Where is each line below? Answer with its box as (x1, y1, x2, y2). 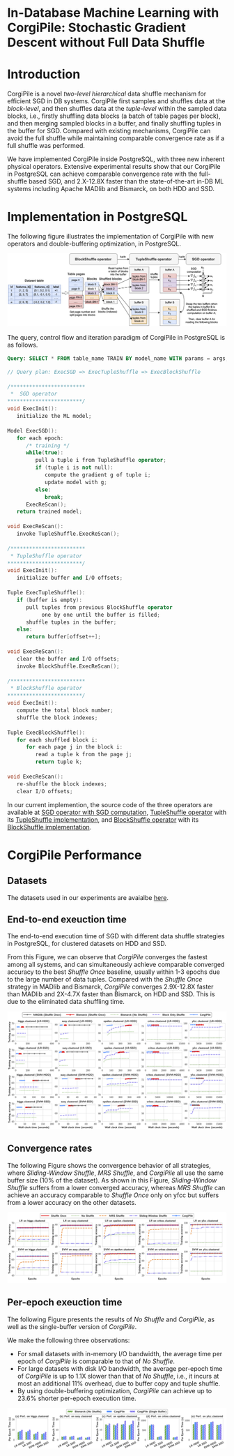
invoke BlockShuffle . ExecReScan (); (16, 663, 120, 670)
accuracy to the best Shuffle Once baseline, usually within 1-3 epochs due (7, 968, 221, 976)
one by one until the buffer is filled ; (41, 611, 160, 618)
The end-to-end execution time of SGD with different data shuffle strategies (7, 932, 225, 940)
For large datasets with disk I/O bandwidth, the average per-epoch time (17, 1364, 223, 1372)
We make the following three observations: (7, 1336, 130, 1344)
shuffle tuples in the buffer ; (25, 619, 117, 626)
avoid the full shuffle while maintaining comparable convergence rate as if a (7, 134, 225, 142)
